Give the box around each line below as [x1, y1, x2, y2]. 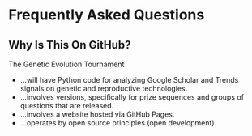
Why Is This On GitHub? [8, 38, 131, 52]
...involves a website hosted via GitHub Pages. [19, 109, 175, 119]
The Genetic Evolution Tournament [8, 59, 125, 69]
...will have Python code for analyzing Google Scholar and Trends [19, 75, 239, 84]
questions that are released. [19, 101, 114, 110]
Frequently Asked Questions [8, 6, 205, 24]
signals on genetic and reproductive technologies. [19, 83, 188, 93]
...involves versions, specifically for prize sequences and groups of [19, 92, 245, 102]
